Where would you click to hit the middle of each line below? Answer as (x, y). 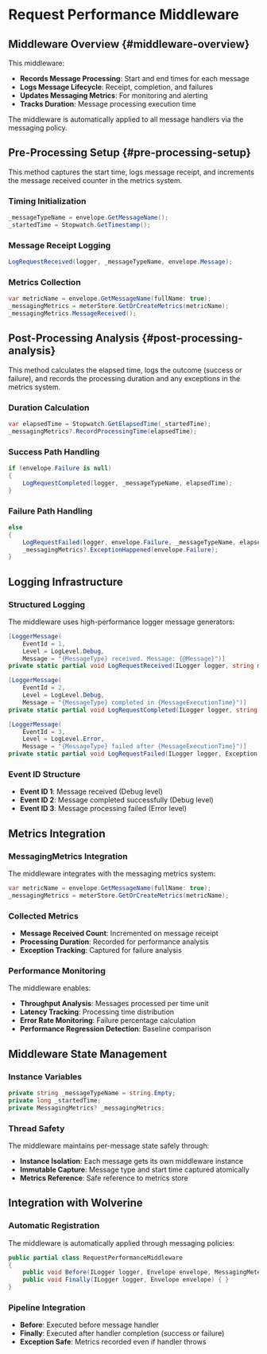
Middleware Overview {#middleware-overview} (129, 44)
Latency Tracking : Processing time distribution (97, 1012)
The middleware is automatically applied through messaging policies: (121, 1243)
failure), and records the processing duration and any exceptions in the (124, 378)
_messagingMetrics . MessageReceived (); (72, 314)
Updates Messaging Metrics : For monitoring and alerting (114, 96)
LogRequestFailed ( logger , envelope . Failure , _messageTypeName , (130, 542)
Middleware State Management (88, 1054)
